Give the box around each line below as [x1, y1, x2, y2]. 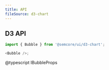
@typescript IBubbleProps [5, 60, 58, 66]
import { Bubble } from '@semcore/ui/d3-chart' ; [5, 42, 105, 47]
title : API [5, 7, 27, 12]
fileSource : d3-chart [5, 12, 49, 16]
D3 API [5, 29, 26, 38]
